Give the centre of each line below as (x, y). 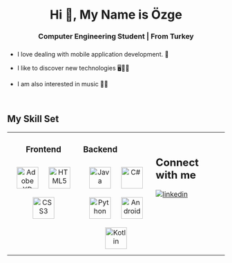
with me (176, 175)
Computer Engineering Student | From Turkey (116, 37)
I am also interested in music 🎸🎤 (62, 84)
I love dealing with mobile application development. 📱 (93, 55)
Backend (100, 150)
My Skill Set (33, 119)
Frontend (43, 150)
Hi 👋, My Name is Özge (116, 15)
